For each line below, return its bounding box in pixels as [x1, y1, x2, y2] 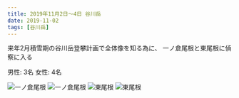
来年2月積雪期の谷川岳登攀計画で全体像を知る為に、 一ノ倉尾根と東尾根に [7, 44, 226, 53]
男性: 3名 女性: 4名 [7, 68, 62, 77]
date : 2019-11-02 [7, 17, 59, 24]
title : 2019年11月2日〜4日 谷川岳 [7, 10, 101, 18]
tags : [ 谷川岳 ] [7, 23, 50, 31]
